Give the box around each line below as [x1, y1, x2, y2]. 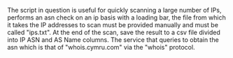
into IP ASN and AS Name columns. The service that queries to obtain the [7, 36, 219, 44]
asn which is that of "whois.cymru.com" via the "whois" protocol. [7, 43, 195, 51]
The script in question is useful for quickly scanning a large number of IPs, [7, 6, 222, 14]
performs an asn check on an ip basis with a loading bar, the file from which [7, 13, 226, 22]
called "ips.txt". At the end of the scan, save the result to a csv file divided [7, 28, 220, 36]
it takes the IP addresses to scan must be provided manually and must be [7, 21, 219, 29]
